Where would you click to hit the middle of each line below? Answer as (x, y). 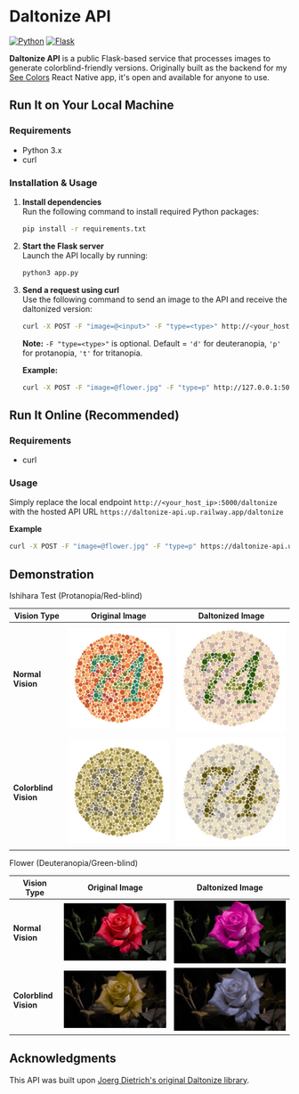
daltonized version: (57, 308)
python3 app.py (50, 273)
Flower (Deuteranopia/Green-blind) (74, 863)
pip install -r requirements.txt (84, 229)
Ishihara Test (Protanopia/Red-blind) (76, 596)
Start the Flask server (63, 246)
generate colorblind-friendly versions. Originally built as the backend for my (148, 68)
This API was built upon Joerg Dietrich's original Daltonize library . (129, 1080)
